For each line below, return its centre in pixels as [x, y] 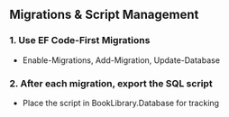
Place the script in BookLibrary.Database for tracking [120, 103]
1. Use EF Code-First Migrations [80, 40]
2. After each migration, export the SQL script [111, 83]
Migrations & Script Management [104, 15]
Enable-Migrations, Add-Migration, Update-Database [121, 60]
